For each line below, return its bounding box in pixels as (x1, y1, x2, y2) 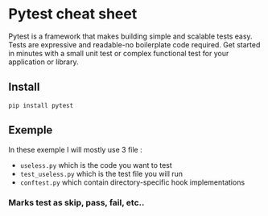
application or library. (8, 57, 79, 67)
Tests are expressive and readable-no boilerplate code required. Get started (8, 39, 261, 49)
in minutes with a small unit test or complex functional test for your (8, 48, 229, 58)
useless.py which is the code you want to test (19, 160, 173, 169)
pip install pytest (8, 101, 74, 109)
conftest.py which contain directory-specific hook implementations (19, 177, 245, 187)
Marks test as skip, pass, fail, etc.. (8, 198, 145, 209)
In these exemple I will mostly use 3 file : (8, 145, 142, 154)
